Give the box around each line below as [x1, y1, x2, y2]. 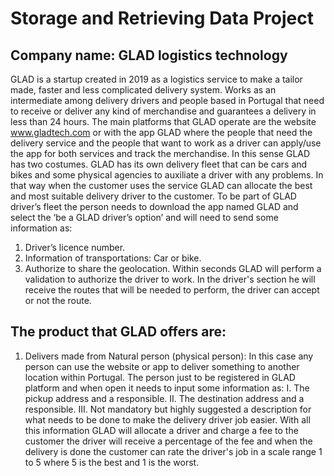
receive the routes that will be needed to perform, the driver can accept [24, 284, 320, 296]
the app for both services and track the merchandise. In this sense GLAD [10, 148, 311, 159]
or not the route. [24, 295, 92, 306]
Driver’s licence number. [24, 242, 126, 253]
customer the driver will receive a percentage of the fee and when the [24, 435, 313, 447]
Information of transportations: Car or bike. [24, 252, 202, 264]
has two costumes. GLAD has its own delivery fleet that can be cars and [10, 158, 308, 170]
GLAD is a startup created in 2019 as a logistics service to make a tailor [10, 73, 303, 85]
